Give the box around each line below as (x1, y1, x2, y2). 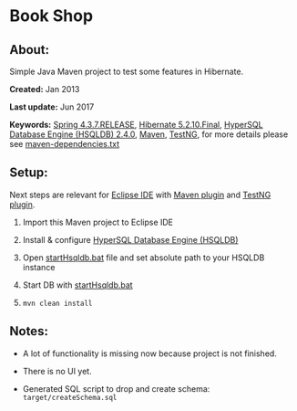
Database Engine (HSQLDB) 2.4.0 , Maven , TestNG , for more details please (9, 129, 289, 140)
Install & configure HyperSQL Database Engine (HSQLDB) (22, 234, 239, 245)
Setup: (9, 165, 48, 181)
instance (22, 261, 56, 272)
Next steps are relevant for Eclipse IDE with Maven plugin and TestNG (9, 189, 271, 200)
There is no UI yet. (22, 365, 93, 376)
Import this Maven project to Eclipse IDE (22, 216, 174, 227)
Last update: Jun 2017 (9, 101, 95, 112)
